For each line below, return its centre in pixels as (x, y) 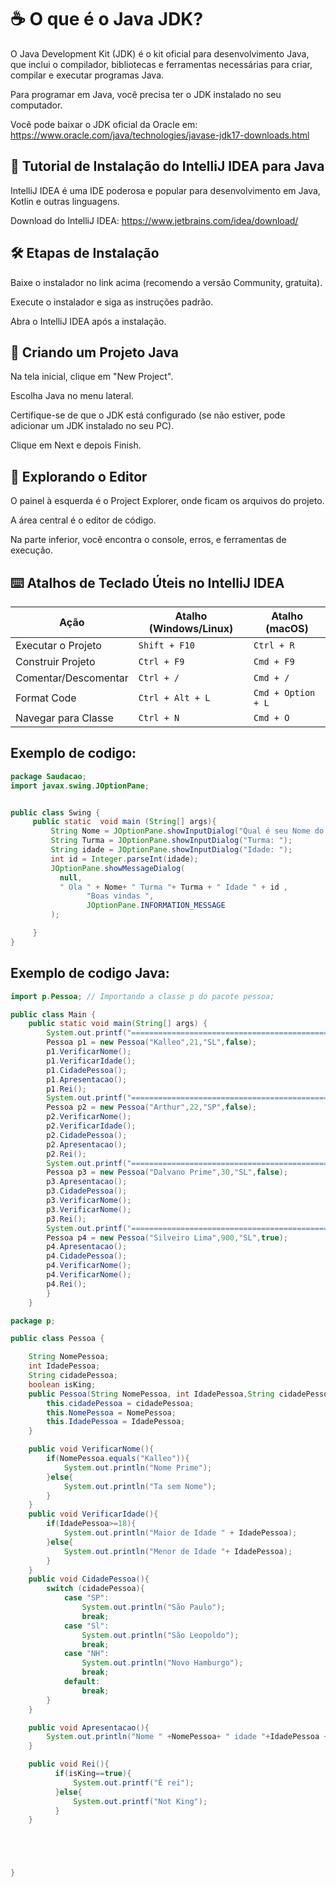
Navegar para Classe (64, 718)
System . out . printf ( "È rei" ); (134, 1782)
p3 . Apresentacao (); (87, 1182)
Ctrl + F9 (161, 661)
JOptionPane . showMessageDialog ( (118, 868)
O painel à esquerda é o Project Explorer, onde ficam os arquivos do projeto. (167, 501)
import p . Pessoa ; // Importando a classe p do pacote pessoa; (142, 996)
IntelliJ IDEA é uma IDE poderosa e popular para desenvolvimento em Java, (165, 190)
